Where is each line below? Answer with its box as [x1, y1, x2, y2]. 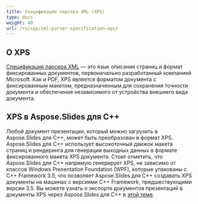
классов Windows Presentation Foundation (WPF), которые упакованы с [6, 165, 187, 172]
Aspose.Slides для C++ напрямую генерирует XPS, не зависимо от [6, 159, 177, 167]
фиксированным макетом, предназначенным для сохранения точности [6, 82, 188, 89]
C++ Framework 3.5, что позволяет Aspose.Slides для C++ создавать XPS [6, 172, 192, 179]
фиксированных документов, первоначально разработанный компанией [6, 70, 191, 77]
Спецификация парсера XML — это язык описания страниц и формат [6, 63, 183, 70]
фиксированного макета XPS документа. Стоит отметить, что [6, 153, 163, 160]
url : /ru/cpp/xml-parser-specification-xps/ [6, 25, 118, 32]
